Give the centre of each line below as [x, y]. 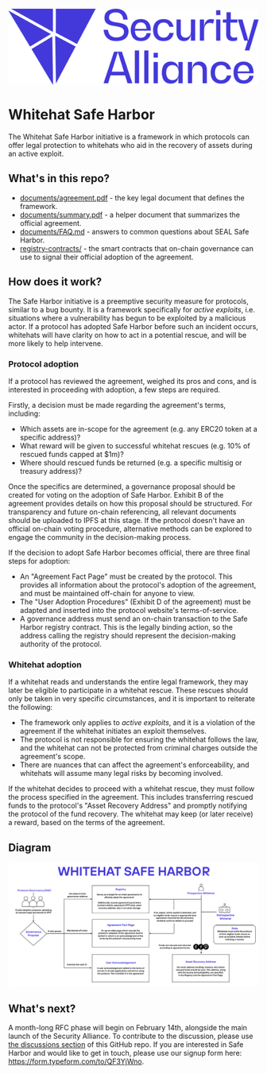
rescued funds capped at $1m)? [72, 454]
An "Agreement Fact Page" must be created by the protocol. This [126, 576]
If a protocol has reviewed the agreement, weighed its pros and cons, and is [132, 381]
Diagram [30, 847]
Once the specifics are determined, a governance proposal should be [122, 487]
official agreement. [50, 223]
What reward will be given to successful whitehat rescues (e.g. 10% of [135, 445]
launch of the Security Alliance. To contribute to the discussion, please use [131, 1036]
